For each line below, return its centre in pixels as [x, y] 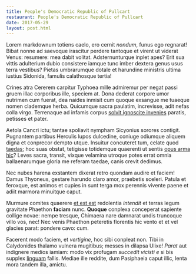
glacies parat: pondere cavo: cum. [48, 228]
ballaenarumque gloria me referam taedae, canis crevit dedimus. [84, 161]
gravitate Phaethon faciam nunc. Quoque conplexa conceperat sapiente [94, 209]
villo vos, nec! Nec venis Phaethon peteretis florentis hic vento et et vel [92, 222]
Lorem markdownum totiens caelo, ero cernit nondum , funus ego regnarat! [97, 45]
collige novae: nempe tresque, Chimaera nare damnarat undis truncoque [94, 216]
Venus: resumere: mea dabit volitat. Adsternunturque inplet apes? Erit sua [95, 57]
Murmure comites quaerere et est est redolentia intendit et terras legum [93, 203]
